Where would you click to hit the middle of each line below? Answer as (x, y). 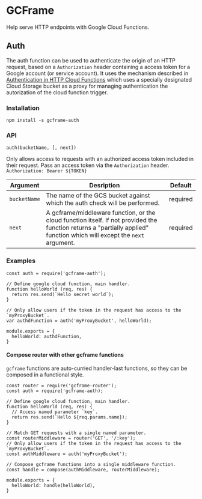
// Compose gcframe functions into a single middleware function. (91, 464)
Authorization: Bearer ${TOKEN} (47, 171)
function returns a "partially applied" (97, 228)
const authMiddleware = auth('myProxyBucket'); (67, 454)
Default (181, 186)
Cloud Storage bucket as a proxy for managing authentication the (87, 86)
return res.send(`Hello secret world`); (63, 294)
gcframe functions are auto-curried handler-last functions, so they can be (97, 368)
